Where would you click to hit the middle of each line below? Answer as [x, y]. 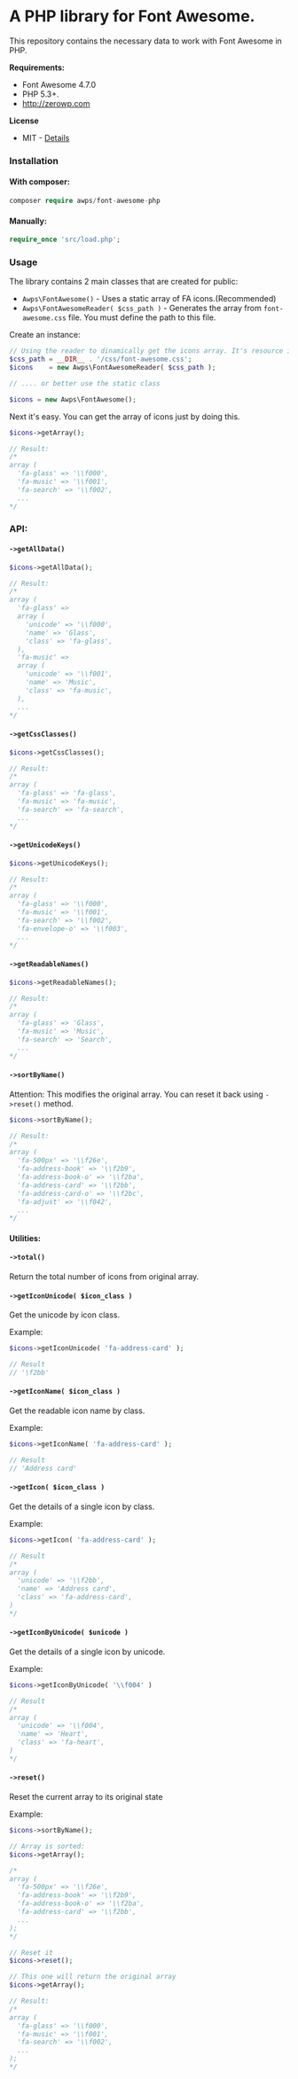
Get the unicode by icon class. [65, 1315]
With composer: [40, 182]
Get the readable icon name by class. [77, 1411]
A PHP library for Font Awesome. [132, 16]
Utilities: [25, 1238]
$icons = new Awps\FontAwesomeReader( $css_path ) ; [113, 368]
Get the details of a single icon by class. [82, 1506]
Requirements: [37, 67]
